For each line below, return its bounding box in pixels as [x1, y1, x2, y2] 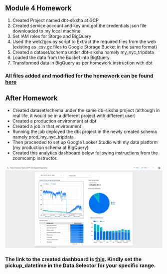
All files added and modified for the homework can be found [5, 72, 154, 79]
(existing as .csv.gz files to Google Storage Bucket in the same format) [12, 43, 158, 49]
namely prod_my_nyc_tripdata [12, 133, 74, 139]
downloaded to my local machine [12, 27, 81, 34]
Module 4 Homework [5, 4, 72, 12]
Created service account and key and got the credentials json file [12, 22, 147, 28]
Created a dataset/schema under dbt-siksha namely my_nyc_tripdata [12, 49, 154, 55]
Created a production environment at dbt [12, 117, 97, 124]
